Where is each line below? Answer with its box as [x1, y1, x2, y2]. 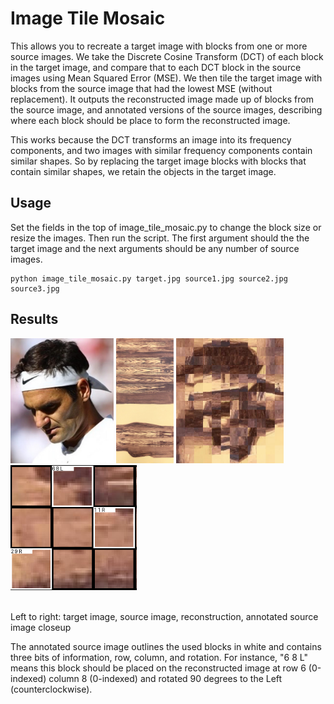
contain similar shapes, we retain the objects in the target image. [10, 165, 277, 177]
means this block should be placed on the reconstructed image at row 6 [10, 662, 307, 674]
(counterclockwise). [10, 683, 93, 695]
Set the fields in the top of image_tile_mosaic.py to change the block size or [10, 221, 322, 233]
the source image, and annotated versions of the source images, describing [10, 103, 323, 116]
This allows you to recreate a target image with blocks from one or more [10, 40, 308, 52]
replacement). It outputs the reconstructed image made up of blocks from [10, 93, 314, 105]
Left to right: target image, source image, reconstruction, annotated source [10, 610, 319, 622]
